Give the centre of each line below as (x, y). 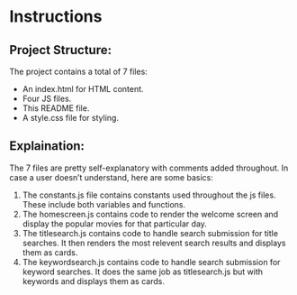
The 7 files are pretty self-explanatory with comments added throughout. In (149, 168)
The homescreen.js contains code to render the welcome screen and (150, 214)
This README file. (56, 108)
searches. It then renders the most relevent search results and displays (154, 243)
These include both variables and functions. (104, 204)
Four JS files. (47, 98)
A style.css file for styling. (71, 118)
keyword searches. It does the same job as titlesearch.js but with (143, 272)
